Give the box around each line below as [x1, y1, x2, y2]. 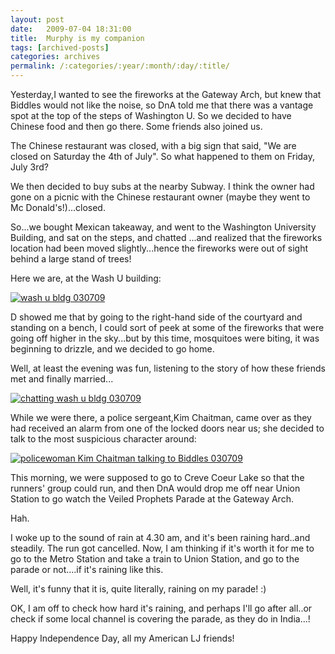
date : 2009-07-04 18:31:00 [10, 24, 132, 34]
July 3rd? [10, 161, 49, 173]
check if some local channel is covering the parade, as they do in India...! [10, 613, 311, 625]
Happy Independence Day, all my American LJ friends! [10, 632, 235, 644]
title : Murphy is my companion [10, 33, 145, 43]
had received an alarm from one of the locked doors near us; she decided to [10, 422, 325, 434]
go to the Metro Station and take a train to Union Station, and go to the [10, 553, 300, 565]
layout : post [10, 14, 65, 25]
